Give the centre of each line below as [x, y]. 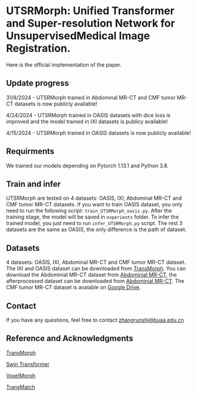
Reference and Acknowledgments [70, 339]
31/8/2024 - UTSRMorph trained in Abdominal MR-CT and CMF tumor [91, 97]
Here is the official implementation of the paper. [64, 65]
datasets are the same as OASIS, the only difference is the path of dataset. [96, 230]
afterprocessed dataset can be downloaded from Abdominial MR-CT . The [95, 281]
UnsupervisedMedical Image [78, 36]
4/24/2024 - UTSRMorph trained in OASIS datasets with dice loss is [88, 115]
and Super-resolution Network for [91, 23]
